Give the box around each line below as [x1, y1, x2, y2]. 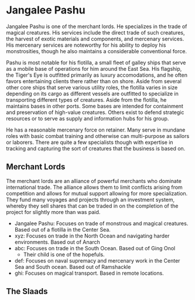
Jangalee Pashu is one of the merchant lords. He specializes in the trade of [6, 23, 187, 30]
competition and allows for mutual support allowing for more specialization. [6, 189, 188, 196]
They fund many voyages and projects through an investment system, [6, 196, 175, 203]
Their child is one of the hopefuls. [23, 251, 105, 258]
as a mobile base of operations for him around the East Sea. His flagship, [6, 65, 182, 72]
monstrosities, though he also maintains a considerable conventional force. [6, 47, 187, 54]
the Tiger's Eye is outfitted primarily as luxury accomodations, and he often [6, 71, 187, 78]
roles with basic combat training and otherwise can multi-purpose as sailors [6, 132, 190, 139]
